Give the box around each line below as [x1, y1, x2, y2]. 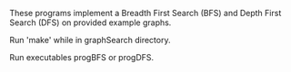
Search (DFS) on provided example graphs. [9, 17, 172, 28]
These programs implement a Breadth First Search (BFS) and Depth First [9, 8, 282, 18]
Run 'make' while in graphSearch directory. [9, 35, 171, 45]
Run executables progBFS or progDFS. [9, 52, 155, 62]
